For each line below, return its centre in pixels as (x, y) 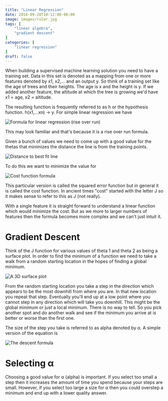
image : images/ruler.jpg (31, 19)
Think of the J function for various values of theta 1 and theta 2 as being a (81, 251)
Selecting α (30, 363)
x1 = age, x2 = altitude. (29, 97)
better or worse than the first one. (40, 318)
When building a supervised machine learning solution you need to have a (82, 71)
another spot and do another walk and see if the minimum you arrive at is (81, 313)
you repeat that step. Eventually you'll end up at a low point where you (78, 297)
